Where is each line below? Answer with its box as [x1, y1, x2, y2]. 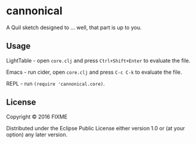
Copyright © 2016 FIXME [6, 113, 68, 120]
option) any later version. [6, 131, 67, 138]
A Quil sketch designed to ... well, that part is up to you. [6, 24, 142, 31]
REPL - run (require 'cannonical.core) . [6, 80, 105, 87]
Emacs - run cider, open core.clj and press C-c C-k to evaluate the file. [6, 68, 182, 76]
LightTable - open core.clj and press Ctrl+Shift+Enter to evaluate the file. [6, 57, 191, 64]
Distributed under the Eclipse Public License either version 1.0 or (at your [6, 124, 185, 132]
